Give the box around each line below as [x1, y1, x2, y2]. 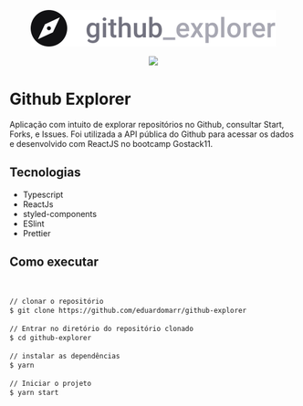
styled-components [22, 208, 98, 219]
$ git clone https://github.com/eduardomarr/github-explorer [9, 306, 247, 315]
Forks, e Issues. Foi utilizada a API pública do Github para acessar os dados [9, 129, 295, 140]
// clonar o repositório [9, 297, 104, 306]
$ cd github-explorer [9, 333, 92, 342]
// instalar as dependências [9, 351, 120, 360]
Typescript [22, 189, 64, 200]
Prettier [22, 227, 51, 238]
